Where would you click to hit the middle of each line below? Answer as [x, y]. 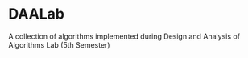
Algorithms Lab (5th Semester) [59, 44]
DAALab [37, 14]
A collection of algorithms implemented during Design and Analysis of [124, 36]
